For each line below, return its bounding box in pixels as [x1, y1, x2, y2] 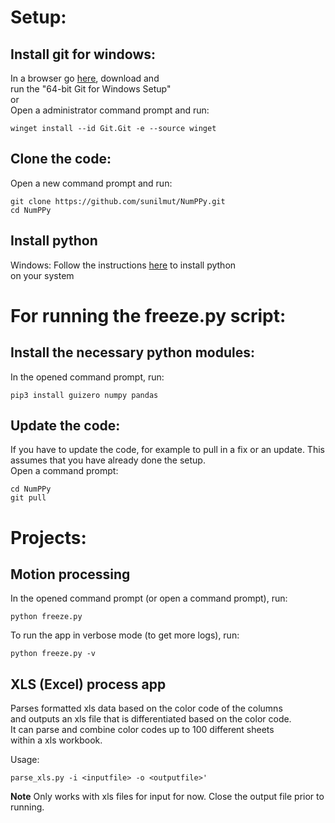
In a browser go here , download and [10, 72, 160, 84]
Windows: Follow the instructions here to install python [10, 259, 237, 271]
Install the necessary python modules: [10, 344, 255, 361]
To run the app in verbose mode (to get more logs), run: [10, 629, 240, 641]
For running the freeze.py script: [10, 304, 287, 327]
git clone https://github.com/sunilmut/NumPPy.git [10, 196, 226, 206]
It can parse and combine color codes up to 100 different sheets [10, 724, 275, 736]
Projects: [10, 526, 87, 549]
